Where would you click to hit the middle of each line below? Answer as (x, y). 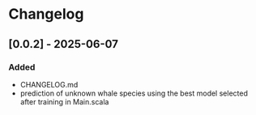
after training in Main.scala (64, 101)
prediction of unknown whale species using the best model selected (134, 93)
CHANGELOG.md (49, 84)
